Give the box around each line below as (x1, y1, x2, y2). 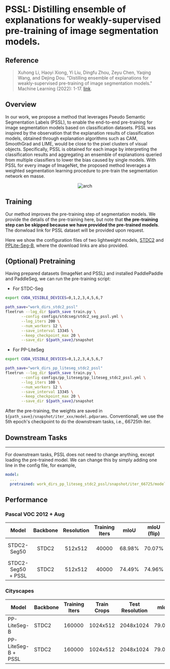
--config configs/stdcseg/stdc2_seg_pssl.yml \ (21, 314, 123, 319)
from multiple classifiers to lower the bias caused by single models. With (5, 157, 156, 163)
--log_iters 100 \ (21, 380, 60, 385)
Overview (5, 100, 37, 109)
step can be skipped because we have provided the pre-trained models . (5, 221, 159, 228)
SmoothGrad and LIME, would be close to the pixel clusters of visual (5, 140, 148, 146)
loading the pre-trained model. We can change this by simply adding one (5, 457, 157, 463)
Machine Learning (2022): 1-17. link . (17, 86, 92, 92)
